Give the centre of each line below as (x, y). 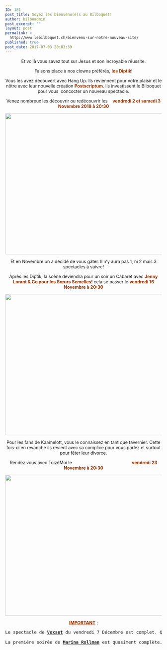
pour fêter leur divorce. (83, 453)
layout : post (19, 28)
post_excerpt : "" (23, 24)
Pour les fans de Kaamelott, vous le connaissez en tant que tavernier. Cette (83, 442)
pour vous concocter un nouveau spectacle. (83, 91)
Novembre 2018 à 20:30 (83, 106)
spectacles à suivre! (83, 267)
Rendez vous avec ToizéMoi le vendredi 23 (83, 462)
